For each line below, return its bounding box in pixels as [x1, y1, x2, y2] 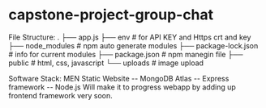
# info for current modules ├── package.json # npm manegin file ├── [8, 49, 243, 59]
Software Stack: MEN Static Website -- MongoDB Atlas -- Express [8, 73, 230, 83]
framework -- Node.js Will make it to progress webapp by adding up [8, 82, 237, 92]
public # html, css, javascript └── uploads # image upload [8, 58, 204, 68]
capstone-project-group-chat [8, 6, 214, 24]
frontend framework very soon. [8, 90, 114, 100]
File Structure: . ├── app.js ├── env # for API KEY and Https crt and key [8, 32, 251, 42]
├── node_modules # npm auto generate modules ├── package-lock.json [8, 40, 259, 50]
